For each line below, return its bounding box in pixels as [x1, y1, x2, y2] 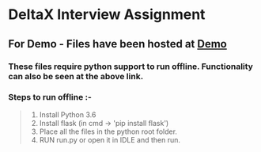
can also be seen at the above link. [8, 70, 144, 82]
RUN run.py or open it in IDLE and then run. [39, 135, 180, 144]
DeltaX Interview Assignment [8, 6, 206, 24]
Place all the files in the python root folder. [39, 127, 178, 136]
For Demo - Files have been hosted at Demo [8, 37, 227, 51]
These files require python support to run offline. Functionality [8, 61, 253, 72]
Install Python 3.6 [39, 109, 96, 120]
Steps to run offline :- [8, 92, 93, 103]
